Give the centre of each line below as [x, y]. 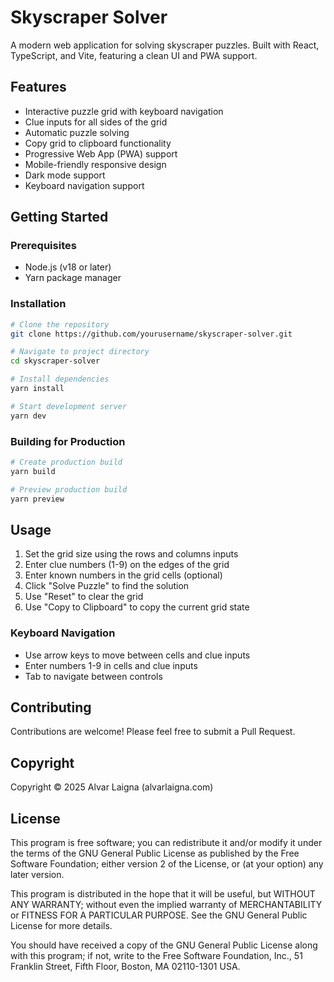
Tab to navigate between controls [93, 676]
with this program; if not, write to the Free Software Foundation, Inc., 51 [156, 956]
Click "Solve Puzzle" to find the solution [107, 586]
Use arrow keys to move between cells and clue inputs [137, 655]
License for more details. [61, 926]
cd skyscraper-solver [55, 361]
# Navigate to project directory [80, 352]
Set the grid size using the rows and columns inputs [131, 554]
